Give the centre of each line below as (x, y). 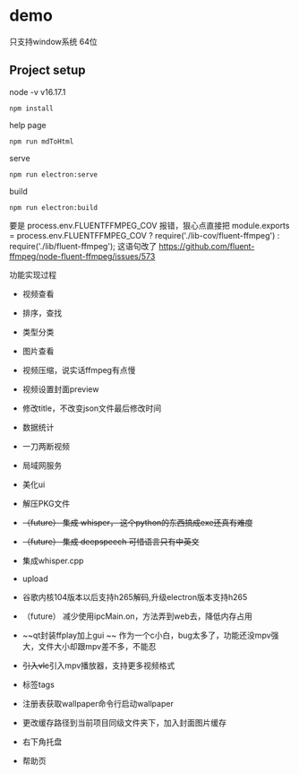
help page (28, 125)
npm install (31, 109)
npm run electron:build (54, 207)
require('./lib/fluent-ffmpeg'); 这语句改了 (83, 246)
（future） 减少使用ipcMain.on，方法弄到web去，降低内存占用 (137, 616)
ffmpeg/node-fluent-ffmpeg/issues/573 (82, 256)
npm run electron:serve (54, 174)
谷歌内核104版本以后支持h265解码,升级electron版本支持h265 (135, 596)
